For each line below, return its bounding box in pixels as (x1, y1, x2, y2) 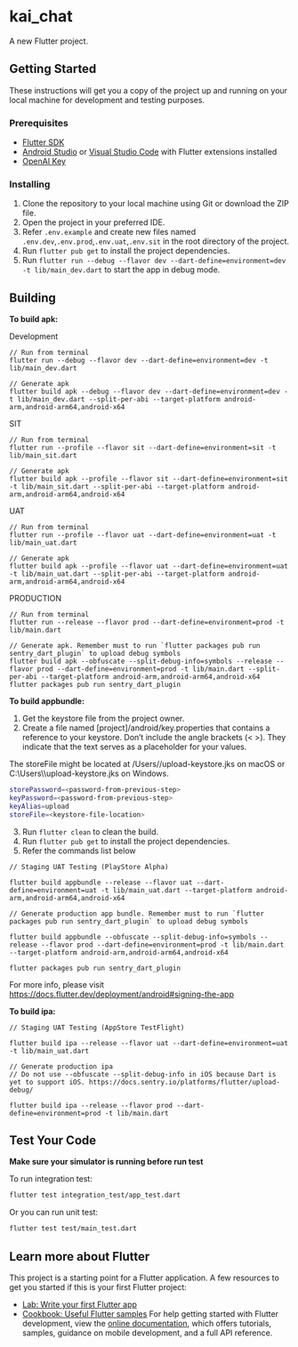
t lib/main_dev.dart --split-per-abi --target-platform (9, 395, 221, 404)
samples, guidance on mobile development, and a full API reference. (21, 1327, 273, 1338)
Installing (9, 178, 51, 190)
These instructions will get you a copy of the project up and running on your (9, 85, 287, 95)
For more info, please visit (9, 979, 105, 989)
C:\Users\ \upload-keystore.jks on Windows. (9, 768, 169, 779)
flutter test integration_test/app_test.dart (9, 1190, 181, 1200)
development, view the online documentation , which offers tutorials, (21, 1319, 272, 1329)
